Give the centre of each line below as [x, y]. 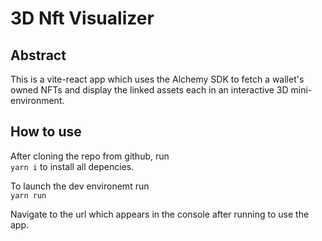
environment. [37, 100]
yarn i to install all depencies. [72, 166]
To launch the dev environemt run [80, 186]
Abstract [38, 55]
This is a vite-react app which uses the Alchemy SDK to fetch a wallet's [157, 79]
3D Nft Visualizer [82, 18]
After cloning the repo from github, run [90, 156]
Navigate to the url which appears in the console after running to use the [160, 214]
